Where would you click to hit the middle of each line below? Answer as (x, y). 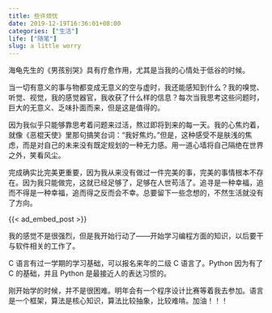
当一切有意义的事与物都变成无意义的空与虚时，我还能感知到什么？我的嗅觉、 (136, 88)
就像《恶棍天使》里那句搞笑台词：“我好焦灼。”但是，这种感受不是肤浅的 (127, 135)
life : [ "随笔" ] (33, 39)
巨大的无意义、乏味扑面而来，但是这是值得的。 (86, 108)
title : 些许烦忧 (33, 16)
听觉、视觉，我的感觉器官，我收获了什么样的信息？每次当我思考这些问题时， (136, 97)
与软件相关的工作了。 (44, 246)
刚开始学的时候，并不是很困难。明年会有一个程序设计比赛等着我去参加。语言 (136, 291)
